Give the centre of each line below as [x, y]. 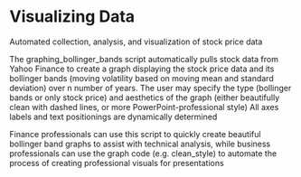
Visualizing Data [72, 17]
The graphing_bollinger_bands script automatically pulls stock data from [144, 59]
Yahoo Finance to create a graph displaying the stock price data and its [142, 69]
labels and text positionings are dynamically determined [113, 116]
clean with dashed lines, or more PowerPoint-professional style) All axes [144, 107]
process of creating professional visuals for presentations [117, 163]
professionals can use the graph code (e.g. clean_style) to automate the [143, 153]
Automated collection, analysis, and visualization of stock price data [136, 42]
